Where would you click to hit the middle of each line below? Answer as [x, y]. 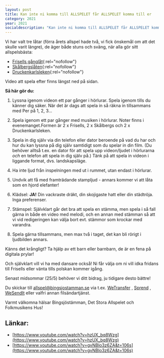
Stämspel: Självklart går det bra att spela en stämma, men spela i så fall [84, 209]
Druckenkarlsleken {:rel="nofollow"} [48, 72]
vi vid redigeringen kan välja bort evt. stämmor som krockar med [77, 220]
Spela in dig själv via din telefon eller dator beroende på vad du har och [84, 140]
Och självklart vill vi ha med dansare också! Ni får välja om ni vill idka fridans [82, 264]
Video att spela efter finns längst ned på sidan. [52, 82]
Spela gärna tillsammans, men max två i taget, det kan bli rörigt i [77, 234]
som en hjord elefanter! [36, 185]
